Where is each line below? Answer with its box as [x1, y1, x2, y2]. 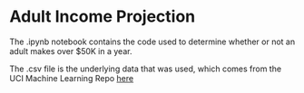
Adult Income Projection [9, 6, 196, 27]
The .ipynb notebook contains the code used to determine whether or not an [9, 36, 296, 47]
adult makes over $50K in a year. [9, 45, 132, 56]
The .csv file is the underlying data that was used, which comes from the [9, 63, 282, 74]
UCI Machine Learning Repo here [9, 72, 134, 83]
